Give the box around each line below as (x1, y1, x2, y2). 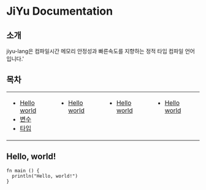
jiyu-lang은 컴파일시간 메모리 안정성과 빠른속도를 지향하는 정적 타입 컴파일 (6, 48, 184, 54)
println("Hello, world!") (12, 173, 78, 179)
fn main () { (6, 167, 40, 174)
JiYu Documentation (6, 4, 113, 18)
